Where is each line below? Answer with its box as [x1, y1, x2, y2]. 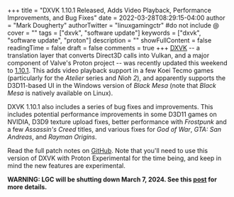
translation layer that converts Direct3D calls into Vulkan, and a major [7, 51, 210, 60]
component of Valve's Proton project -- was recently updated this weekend [7, 59, 228, 67]
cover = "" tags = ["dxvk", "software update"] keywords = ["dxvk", [7, 28, 201, 37]
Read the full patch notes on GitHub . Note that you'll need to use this [7, 147, 208, 154]
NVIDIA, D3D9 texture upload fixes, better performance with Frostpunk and [7, 118, 227, 126]
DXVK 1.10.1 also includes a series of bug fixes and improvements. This [7, 103, 213, 111]
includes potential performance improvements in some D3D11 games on [7, 110, 218, 118]
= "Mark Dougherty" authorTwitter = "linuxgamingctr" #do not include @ [7, 21, 220, 29]
